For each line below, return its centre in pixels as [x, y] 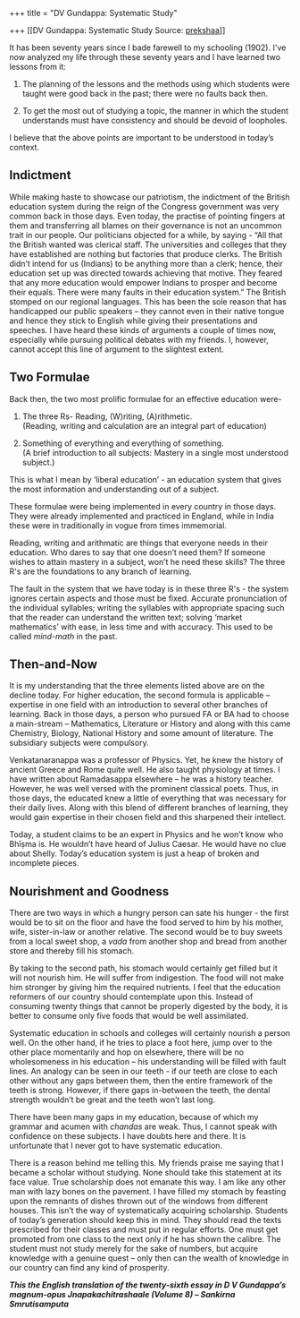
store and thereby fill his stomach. [72, 951]
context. [25, 147]
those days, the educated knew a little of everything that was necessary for [148, 798]
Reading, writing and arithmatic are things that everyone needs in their [138, 543]
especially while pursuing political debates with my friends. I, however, [139, 339]
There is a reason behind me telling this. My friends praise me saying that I [146, 1163]
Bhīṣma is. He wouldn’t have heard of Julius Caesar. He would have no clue [148, 844]
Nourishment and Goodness [89, 891]
